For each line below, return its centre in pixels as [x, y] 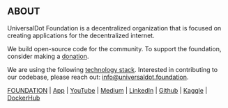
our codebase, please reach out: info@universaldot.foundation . [98, 77]
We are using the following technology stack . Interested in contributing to [113, 69]
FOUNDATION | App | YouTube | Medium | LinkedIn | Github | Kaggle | [107, 90]
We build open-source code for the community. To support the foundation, [114, 48]
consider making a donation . [48, 56]
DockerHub [24, 98]
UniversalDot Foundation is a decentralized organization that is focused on [114, 28]
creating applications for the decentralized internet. [81, 35]
